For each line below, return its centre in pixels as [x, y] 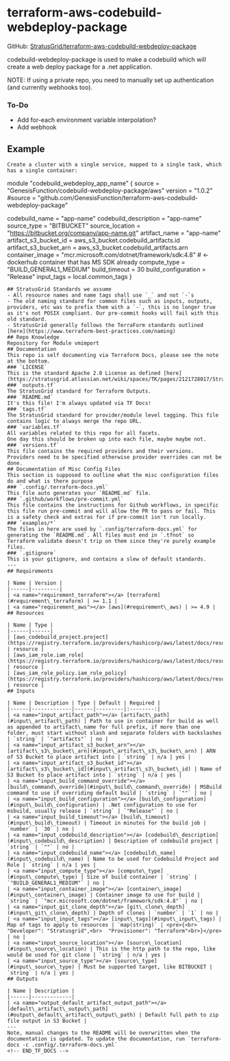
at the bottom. [29, 361]
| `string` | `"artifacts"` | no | [58, 739]
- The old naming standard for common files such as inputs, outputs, [110, 302]
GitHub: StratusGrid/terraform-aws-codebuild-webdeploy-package [102, 46]
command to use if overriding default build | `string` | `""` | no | [110, 793]
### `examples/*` [32, 523]
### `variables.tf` [35, 427]
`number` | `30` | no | [41, 829]
